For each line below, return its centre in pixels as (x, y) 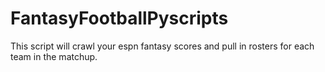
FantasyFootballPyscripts (119, 18)
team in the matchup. (54, 56)
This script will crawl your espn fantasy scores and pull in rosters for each (162, 46)
